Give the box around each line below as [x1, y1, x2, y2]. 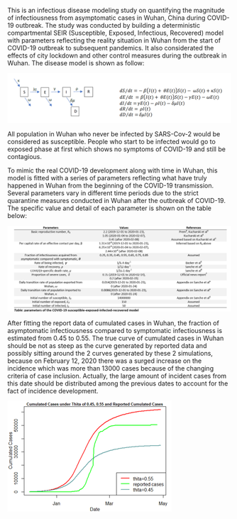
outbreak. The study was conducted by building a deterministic [15, 21, 201, 29]
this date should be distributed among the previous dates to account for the [7, 379, 228, 388]
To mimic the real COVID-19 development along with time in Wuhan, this [7, 166, 218, 175]
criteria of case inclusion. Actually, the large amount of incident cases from [7, 371, 227, 380]
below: [7, 212, 27, 220]
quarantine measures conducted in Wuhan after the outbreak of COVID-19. [7, 197, 226, 205]
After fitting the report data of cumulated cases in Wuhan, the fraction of [7, 319, 220, 327]
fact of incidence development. [7, 386, 99, 395]
